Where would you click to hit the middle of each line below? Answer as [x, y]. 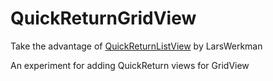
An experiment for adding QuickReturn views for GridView [130, 65]
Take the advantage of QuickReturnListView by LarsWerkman [136, 46]
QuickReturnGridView [103, 18]
